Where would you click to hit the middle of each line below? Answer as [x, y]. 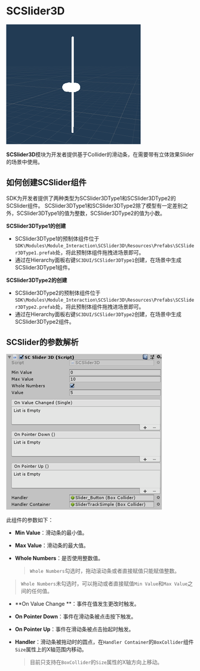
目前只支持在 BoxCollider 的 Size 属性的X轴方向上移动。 [96, 662]
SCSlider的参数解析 [42, 342]
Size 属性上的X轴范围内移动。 [51, 649]
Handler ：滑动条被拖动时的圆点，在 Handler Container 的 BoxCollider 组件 [104, 642]
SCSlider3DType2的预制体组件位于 [58, 293]
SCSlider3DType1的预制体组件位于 [57, 238]
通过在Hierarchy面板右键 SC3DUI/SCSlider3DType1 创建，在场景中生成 [98, 260]
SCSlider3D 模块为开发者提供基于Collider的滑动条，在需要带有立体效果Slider [100, 154]
